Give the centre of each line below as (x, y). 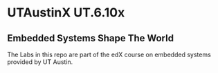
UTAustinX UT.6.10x (66, 13)
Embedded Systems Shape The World (91, 38)
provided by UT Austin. (40, 62)
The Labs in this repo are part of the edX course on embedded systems (109, 54)
